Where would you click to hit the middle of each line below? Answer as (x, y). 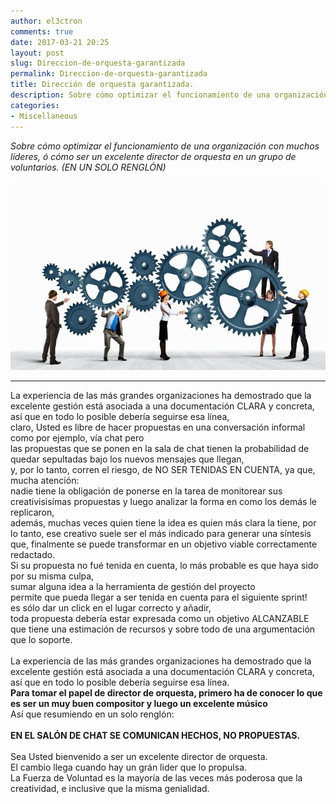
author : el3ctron (46, 21)
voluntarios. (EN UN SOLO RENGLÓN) (88, 167)
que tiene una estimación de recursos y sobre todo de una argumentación (163, 629)
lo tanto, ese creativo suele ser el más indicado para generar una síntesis (161, 533)
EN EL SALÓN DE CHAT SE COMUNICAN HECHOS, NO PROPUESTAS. (155, 735)
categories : (35, 105)
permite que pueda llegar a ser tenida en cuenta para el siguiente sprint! (159, 597)
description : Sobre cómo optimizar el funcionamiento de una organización (169, 95)
